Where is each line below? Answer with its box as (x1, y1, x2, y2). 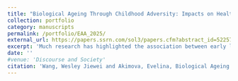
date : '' (7, 50, 33, 57)
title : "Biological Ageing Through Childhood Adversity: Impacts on (7, 10, 214, 18)
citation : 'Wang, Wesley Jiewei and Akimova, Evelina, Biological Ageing (7, 63, 230, 70)
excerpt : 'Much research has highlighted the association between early (7, 43, 227, 50)
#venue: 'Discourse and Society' (7, 56, 106, 63)
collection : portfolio (7, 17, 74, 24)
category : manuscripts (7, 23, 74, 30)
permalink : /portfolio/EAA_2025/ (7, 30, 106, 37)
